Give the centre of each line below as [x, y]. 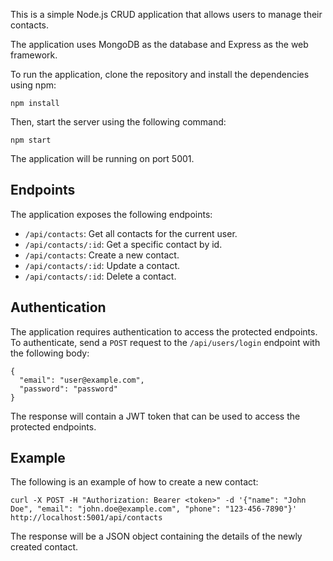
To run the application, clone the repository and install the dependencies [160, 74]
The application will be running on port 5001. [102, 158]
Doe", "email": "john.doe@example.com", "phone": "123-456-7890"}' [154, 509]
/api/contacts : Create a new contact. [102, 255]
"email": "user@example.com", [82, 380]
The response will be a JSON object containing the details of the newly [156, 536]
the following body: [50, 353]
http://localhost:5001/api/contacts [86, 518]
